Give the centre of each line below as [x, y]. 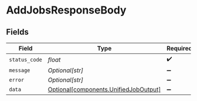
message [20, 70]
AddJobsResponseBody [66, 10]
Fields [18, 32]
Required [179, 48]
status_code [26, 60]
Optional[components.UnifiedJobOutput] [104, 90]
